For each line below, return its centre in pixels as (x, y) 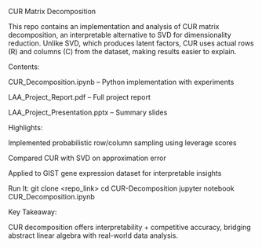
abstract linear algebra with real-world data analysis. (93, 235)
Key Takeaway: (33, 212)
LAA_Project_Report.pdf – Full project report (79, 97)
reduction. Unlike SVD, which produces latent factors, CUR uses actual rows (131, 43)
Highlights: (25, 128)
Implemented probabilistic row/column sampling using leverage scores (122, 143)
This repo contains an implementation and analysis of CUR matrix (114, 26)
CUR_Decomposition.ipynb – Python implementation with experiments (121, 82)
